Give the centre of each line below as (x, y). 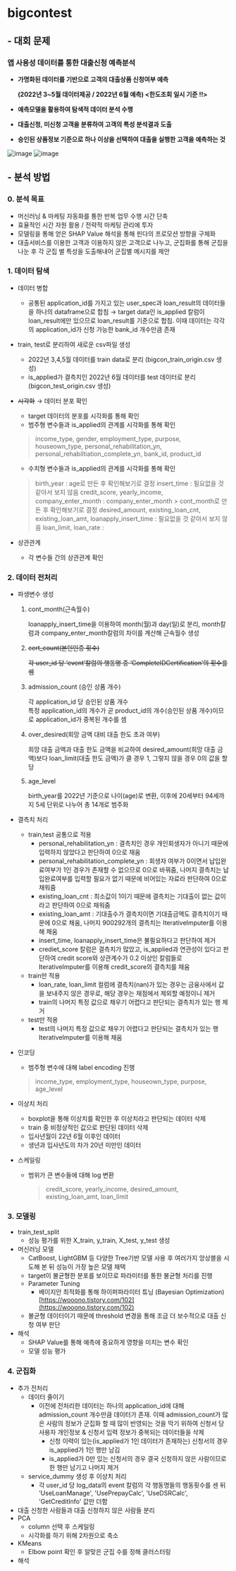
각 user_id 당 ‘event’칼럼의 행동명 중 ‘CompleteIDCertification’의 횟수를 (128, 663)
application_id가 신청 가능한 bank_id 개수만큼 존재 (106, 329)
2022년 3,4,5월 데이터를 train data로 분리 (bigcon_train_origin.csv (121, 359)
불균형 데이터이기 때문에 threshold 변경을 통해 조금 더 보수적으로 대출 (123, 1316)
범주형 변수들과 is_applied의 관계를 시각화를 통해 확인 (102, 424)
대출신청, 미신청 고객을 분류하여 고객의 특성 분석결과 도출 (95, 124)
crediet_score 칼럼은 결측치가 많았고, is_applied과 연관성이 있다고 (130, 949)
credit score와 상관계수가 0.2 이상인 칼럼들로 (120, 958)
